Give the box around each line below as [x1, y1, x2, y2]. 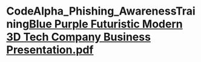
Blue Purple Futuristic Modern [29, 17, 183, 31]
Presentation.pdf [6, 43, 94, 57]
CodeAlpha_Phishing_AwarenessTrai [6, 4, 196, 18]
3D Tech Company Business [6, 30, 151, 44]
